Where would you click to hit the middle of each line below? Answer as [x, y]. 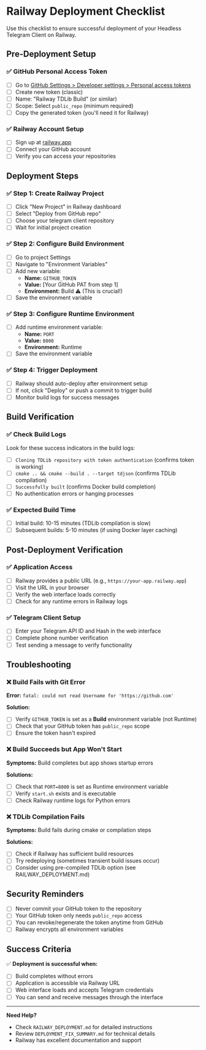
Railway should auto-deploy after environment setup [82, 383]
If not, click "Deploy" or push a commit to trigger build [83, 390]
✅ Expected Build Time [41, 509]
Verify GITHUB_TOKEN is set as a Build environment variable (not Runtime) [106, 719]
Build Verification [40, 417]
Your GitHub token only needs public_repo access [79, 916]
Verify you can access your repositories [66, 156]
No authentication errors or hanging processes [74, 493]
